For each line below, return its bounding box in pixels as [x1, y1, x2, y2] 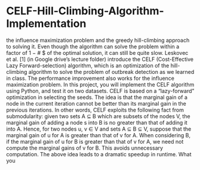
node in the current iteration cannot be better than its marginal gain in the [6, 100, 186, 107]
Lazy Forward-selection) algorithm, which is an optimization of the [6, 61, 170, 69]
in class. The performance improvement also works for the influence [6, 75, 175, 82]
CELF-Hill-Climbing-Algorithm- [6, 4, 164, 18]
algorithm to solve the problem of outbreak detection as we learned [28, 68, 195, 75]
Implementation [6, 17, 87, 30]
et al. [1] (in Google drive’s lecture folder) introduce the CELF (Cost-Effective [6, 55, 194, 63]
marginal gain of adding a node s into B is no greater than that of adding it [6, 119, 188, 126]
